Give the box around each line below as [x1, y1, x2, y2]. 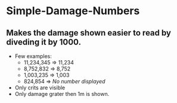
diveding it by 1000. [6, 37, 82, 47]
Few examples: [14, 53, 52, 60]
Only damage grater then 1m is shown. [14, 91, 110, 97]
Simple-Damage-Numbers [6, 4, 140, 18]
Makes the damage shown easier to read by [6, 28, 172, 38]
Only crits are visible [14, 84, 66, 91]
